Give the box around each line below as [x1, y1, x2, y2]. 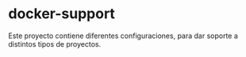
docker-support [8, 5, 115, 23]
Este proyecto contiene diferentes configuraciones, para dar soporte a [8, 31, 238, 40]
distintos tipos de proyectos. [8, 39, 102, 48]
